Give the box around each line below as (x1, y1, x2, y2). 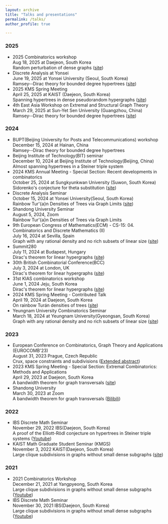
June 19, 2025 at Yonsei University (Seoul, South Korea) (12, 75, 128, 81)
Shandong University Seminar (12, 206, 74, 212)
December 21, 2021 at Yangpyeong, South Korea (12, 481, 113, 487)
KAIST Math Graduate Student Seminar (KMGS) (12, 441, 111, 447)
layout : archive (5, 7, 39, 13)
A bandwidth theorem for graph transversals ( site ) (12, 380, 116, 386)
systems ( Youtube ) (12, 435, 52, 442)
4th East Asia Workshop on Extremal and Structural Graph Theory (12, 102, 149, 108)
